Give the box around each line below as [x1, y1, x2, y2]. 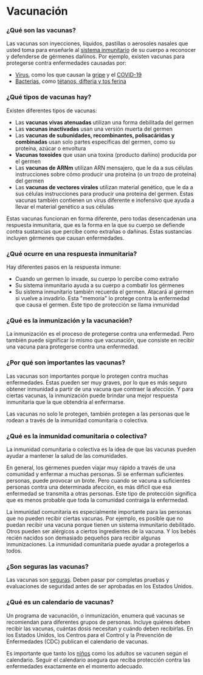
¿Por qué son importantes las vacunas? [6, 358, 126, 367]
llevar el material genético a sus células [15, 203, 114, 210]
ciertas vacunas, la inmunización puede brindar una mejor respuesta [6, 392, 178, 399]
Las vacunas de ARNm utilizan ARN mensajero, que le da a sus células [15, 164, 193, 171]
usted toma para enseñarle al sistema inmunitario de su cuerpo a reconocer [6, 46, 196, 54]
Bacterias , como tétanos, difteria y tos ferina [15, 78, 126, 85]
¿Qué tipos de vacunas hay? [6, 93, 92, 101]
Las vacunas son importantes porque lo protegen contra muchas [6, 372, 168, 380]
